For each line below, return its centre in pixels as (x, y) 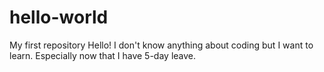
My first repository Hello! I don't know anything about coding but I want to (161, 45)
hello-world (59, 17)
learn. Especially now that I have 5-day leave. (103, 55)
